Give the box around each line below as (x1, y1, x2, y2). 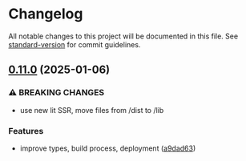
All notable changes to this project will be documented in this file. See (8, 31, 239, 41)
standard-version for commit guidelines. (8, 39, 141, 49)
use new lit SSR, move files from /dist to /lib (19, 105, 164, 115)
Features (8, 125, 44, 136)
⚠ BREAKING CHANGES (8, 87, 105, 99)
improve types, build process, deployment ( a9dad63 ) (19, 143, 196, 153)
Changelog (8, 5, 83, 23)
